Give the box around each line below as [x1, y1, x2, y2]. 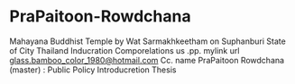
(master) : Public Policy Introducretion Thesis [9, 64, 177, 75]
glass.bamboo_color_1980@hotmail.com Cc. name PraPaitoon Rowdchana [9, 55, 285, 65]
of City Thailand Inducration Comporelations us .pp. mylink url [9, 45, 240, 55]
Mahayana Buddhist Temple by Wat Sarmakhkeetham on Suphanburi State [9, 36, 286, 46]
